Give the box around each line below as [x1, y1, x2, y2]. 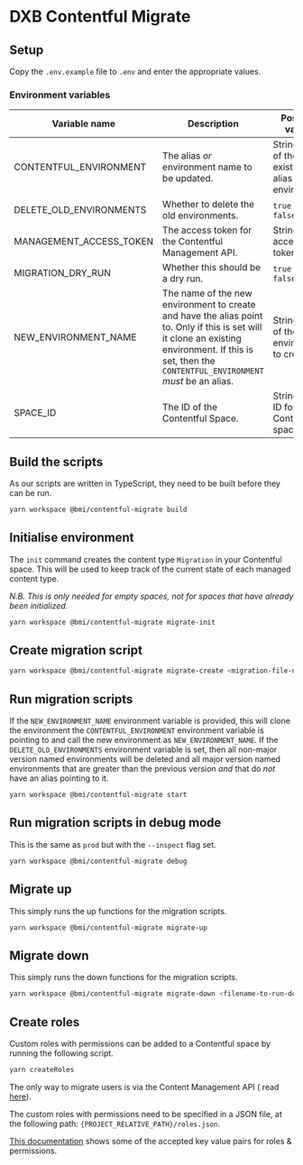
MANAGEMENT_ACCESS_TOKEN [14, 235, 154, 248]
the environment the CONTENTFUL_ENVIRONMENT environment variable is [9, 725, 264, 736]
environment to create [161, 298, 256, 311]
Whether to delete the [161, 198, 255, 211]
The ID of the [161, 401, 218, 414]
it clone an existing [161, 332, 242, 344]
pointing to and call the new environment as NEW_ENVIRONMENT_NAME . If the [9, 735, 279, 746]
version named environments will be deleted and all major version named [9, 754, 281, 765]
